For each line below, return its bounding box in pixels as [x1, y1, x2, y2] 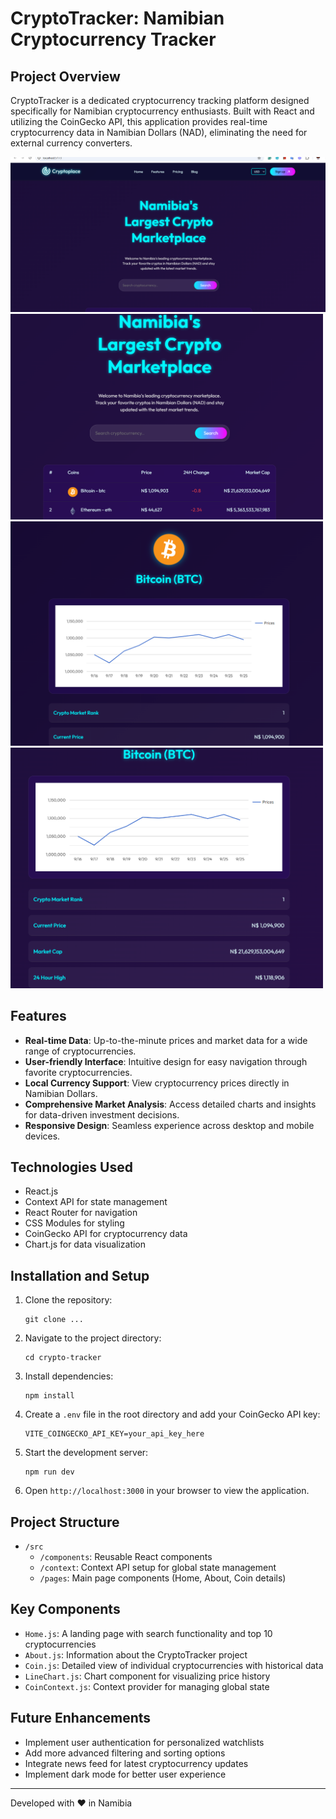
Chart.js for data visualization [24, 1238, 147, 1251]
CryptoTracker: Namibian [10, 7, 225, 30]
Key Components [10, 1601, 121, 1618]
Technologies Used [10, 1159, 133, 1176]
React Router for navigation [24, 1207, 138, 1219]
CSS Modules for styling [24, 1217, 125, 1229]
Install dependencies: [24, 1370, 114, 1382]
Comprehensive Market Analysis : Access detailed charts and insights [24, 1098, 317, 1110]
